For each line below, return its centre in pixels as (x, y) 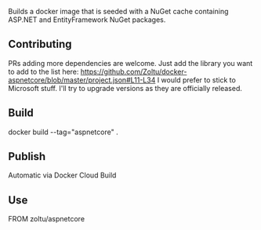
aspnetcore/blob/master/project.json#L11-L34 (82, 80)
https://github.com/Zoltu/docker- (134, 71)
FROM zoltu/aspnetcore (46, 219)
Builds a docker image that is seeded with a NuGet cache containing (118, 11)
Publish (27, 157)
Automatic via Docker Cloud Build (62, 175)
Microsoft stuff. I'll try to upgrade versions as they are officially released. (125, 88)
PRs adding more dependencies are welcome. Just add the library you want (130, 63)
